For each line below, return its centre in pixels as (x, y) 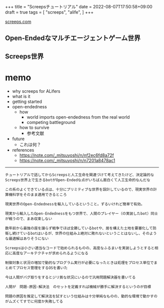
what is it (21, 96)
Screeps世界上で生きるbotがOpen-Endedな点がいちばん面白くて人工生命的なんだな (78, 180)
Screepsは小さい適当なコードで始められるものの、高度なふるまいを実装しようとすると (80, 248)
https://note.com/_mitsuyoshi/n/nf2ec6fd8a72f (67, 155)
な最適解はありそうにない (27, 238)
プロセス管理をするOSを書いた (42, 268)
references (23, 150)
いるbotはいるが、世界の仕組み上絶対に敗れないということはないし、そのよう (90, 233)
